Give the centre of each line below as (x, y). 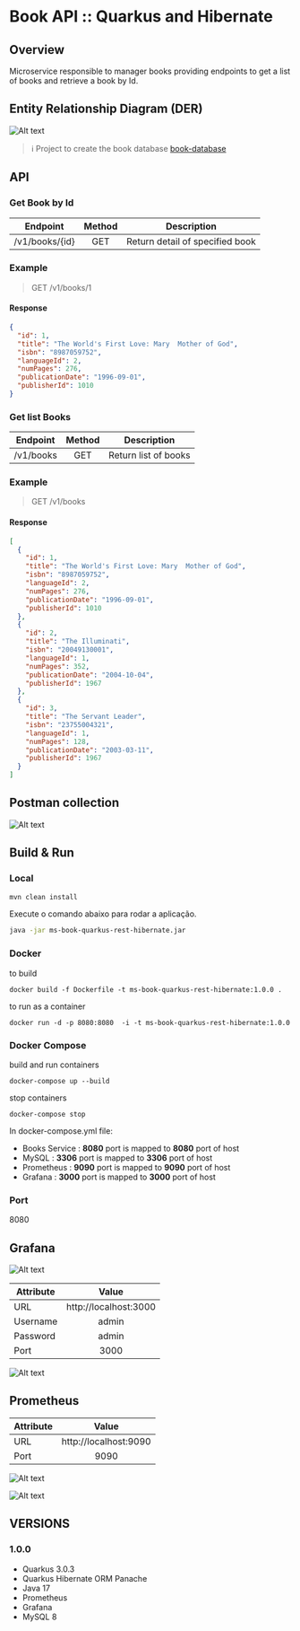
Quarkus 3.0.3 (48, 1569)
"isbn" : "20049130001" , (70, 650)
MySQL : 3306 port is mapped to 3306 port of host (117, 1157)
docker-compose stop (48, 1114)
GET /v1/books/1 (61, 287)
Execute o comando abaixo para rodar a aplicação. (103, 914)
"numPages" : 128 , (58, 741)
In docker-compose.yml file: (61, 1131)
